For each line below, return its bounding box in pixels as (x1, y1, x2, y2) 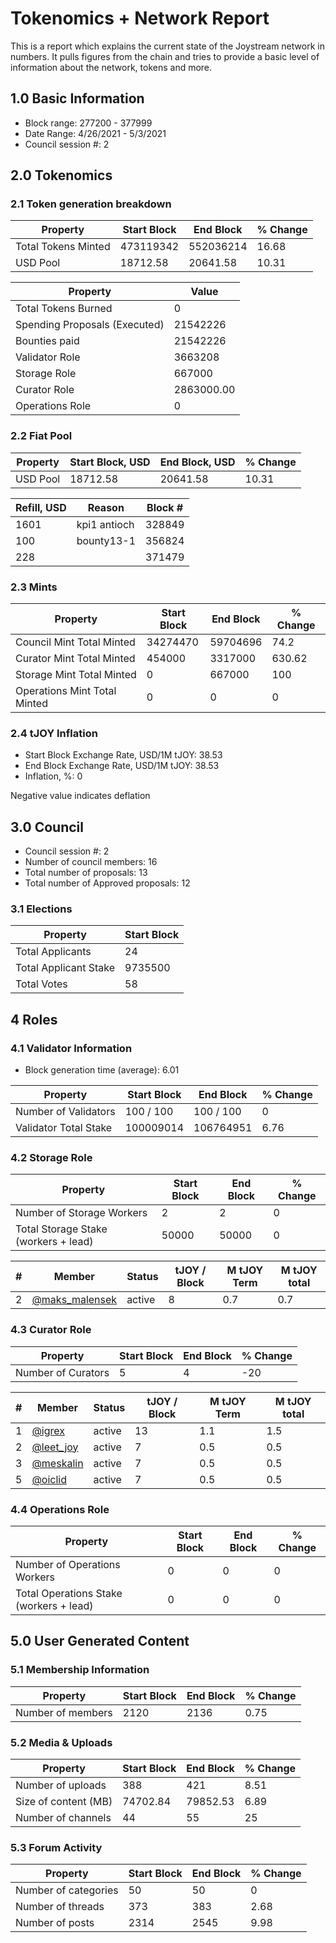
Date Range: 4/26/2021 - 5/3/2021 (24, 127, 167, 139)
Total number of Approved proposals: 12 (24, 877, 191, 889)
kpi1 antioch (76, 517, 135, 531)
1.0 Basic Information (10, 90, 145, 107)
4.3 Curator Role (10, 1323, 92, 1337)
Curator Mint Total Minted (15, 652, 136, 666)
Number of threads (15, 1900, 105, 1914)
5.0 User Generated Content (10, 1633, 190, 1650)
